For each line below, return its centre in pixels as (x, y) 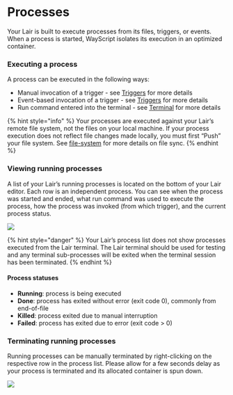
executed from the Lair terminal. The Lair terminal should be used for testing (116, 247)
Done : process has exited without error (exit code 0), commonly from (117, 300)
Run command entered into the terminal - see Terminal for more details (119, 108)
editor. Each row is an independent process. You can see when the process (115, 191)
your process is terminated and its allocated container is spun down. (105, 371)
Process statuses (33, 278)
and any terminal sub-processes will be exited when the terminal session (112, 255)
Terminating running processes (62, 341)
